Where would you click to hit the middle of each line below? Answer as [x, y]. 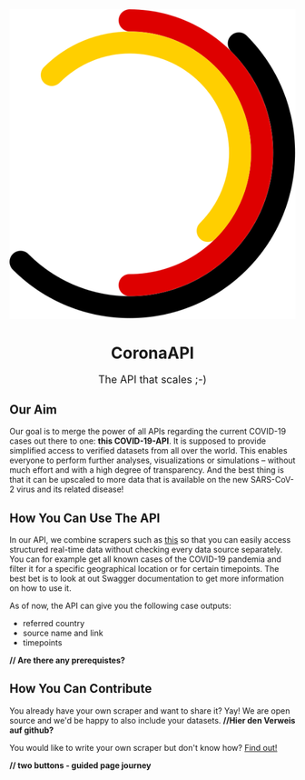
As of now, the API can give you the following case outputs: [120, 605]
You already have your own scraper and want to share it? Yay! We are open [150, 710]
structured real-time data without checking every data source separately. [146, 549]
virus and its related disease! [70, 489]
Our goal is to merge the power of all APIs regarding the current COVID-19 [148, 432]
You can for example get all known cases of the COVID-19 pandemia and [145, 559]
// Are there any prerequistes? [67, 660]
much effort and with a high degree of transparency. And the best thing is [147, 470]
